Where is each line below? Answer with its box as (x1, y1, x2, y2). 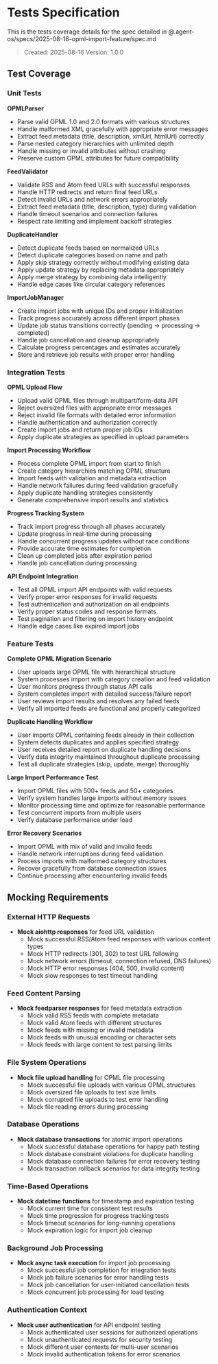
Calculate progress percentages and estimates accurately (16, 343, 181, 351)
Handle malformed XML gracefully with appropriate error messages (16, 125, 208, 133)
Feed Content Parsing (7, 988, 81, 998)
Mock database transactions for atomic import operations (16, 1135, 183, 1143)
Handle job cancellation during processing (16, 558, 137, 567)
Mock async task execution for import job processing (16, 1259, 171, 1267)
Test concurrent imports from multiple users (16, 808, 142, 817)
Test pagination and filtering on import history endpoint (16, 614, 173, 622)
